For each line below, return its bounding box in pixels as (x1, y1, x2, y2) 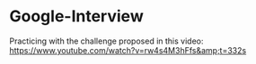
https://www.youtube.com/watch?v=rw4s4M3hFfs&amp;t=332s (9, 44, 247, 55)
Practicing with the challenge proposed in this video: (9, 36, 204, 46)
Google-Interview (9, 6, 144, 27)
